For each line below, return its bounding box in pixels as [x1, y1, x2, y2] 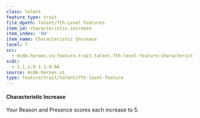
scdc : [6, 58, 20, 64]
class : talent [6, 8, 42, 15]
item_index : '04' [6, 31, 49, 37]
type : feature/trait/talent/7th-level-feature [6, 75, 124, 81]
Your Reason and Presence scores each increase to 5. [6, 106, 139, 113]
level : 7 [6, 42, 28, 48]
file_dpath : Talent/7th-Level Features [6, 20, 105, 25]
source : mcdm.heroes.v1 [6, 69, 65, 75]
